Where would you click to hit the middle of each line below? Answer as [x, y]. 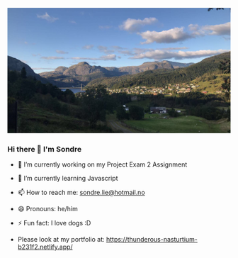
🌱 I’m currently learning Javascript [68, 179]
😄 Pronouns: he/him [47, 209]
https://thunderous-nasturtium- [152, 240]
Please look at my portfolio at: [61, 240]
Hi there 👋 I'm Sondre [45, 149]
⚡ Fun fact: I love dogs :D [54, 223]
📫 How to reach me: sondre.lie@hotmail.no [81, 193]
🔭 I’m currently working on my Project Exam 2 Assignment [102, 164]
